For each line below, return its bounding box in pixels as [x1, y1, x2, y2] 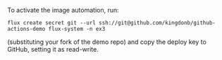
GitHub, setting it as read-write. [7, 45, 99, 53]
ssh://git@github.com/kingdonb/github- [98, 20, 216, 27]
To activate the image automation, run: [7, 6, 120, 14]
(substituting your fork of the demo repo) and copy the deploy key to [7, 38, 206, 46]
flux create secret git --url [7, 20, 97, 27]
